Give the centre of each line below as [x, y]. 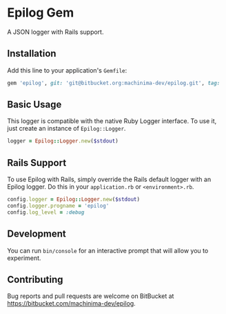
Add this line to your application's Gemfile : [67, 70]
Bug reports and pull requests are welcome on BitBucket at [91, 296]
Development [37, 234]
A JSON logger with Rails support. [55, 32]
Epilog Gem [41, 13]
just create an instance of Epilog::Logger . [66, 129]
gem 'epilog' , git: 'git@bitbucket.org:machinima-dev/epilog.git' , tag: [114, 83]
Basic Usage [34, 105]
